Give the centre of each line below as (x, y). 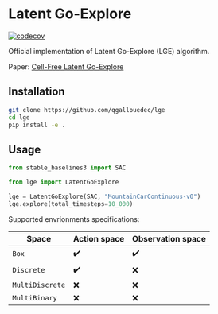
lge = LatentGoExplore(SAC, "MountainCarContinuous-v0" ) (105, 196)
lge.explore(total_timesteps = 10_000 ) (71, 204)
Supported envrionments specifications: (74, 219)
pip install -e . (37, 125)
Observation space (169, 238)
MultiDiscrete (39, 285)
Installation (37, 92)
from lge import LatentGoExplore (64, 182)
